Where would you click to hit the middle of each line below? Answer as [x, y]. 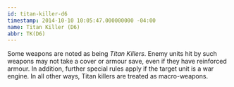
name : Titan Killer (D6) [44, 27]
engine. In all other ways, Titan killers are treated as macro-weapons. [108, 76]
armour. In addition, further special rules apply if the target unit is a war [111, 69]
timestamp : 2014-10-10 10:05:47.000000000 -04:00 [82, 21]
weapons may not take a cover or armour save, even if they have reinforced [117, 62]
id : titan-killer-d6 [38, 14]
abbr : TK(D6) [26, 34]
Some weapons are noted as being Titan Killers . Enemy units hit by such [112, 54]
